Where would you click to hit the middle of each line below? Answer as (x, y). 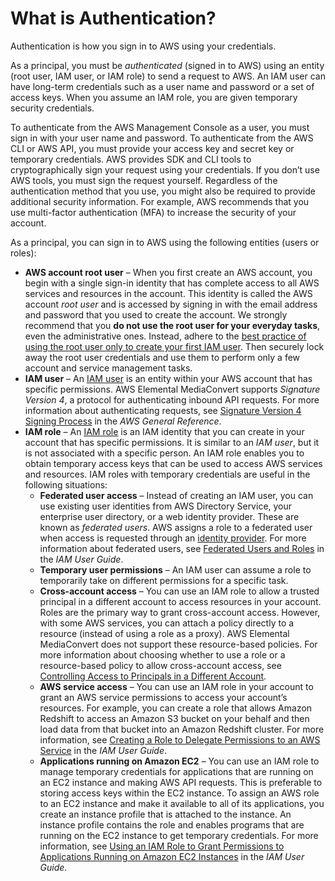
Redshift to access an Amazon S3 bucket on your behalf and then (174, 718)
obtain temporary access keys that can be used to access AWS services (173, 463)
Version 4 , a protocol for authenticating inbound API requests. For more (172, 399)
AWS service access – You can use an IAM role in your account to (176, 686)
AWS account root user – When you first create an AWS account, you (168, 272)
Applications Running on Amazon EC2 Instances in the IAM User (172, 856)
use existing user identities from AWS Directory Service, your (166, 506)
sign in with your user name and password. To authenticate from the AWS (162, 138)
